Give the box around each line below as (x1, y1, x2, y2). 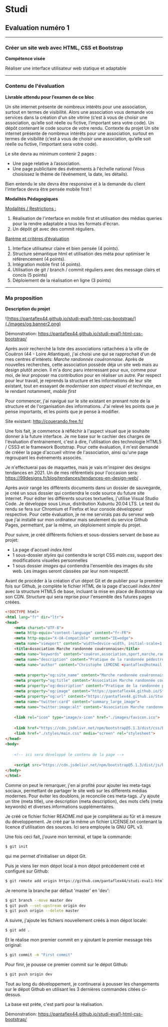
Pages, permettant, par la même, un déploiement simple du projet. (5, 522, 141, 528)
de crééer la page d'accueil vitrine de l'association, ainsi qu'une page (5, 449, 148, 455)
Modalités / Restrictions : (5, 206, 56, 212)
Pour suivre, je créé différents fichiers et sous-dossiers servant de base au (5, 531, 159, 537)
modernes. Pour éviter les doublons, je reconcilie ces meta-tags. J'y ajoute (5, 793, 160, 799)
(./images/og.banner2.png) (5, 321, 61, 327)
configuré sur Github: (5, 868, 49, 874)
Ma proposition (5, 294, 43, 301)
